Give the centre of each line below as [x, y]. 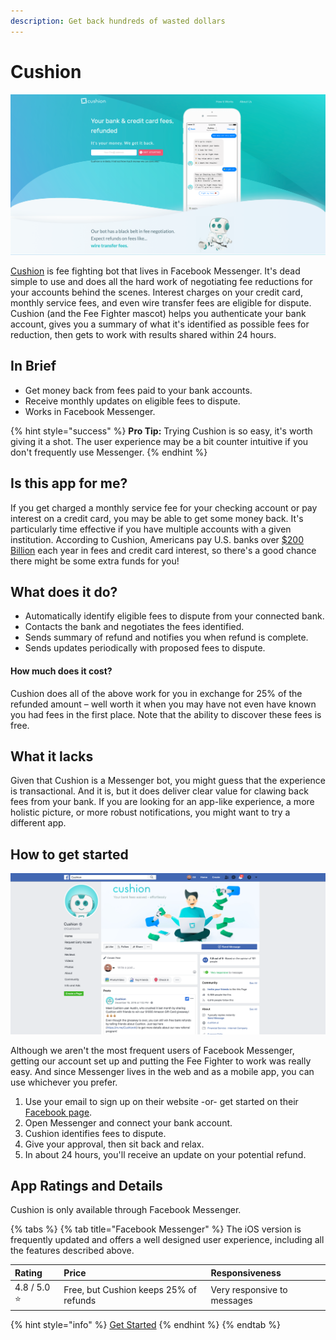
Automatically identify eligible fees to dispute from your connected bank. [174, 616]
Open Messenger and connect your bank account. [128, 1122]
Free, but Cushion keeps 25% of [130, 1289]
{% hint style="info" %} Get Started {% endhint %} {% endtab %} [145, 1324]
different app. [38, 823]
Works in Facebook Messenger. [90, 411]
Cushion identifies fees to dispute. [95, 1133]
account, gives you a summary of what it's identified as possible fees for [160, 324]
